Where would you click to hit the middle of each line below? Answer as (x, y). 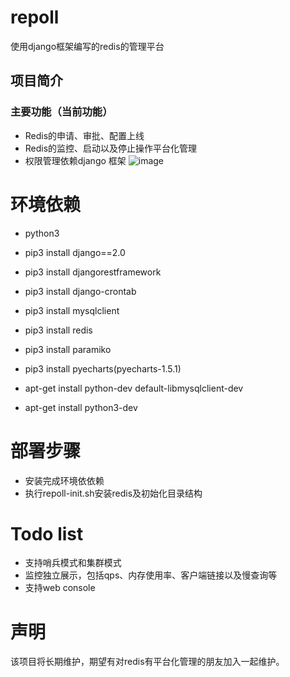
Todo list (47, 533)
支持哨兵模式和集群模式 (73, 563)
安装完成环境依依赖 (64, 480)
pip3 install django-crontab (80, 291)
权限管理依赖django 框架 (75, 160)
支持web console (60, 588)
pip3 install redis (58, 330)
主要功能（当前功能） (61, 112)
